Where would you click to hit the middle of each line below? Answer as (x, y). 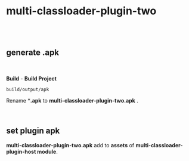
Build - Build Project (31, 78)
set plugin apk (33, 131)
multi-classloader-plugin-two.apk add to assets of (70, 145)
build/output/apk (28, 89)
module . (47, 151)
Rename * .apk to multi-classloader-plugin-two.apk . (72, 100)
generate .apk (33, 53)
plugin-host (21, 151)
